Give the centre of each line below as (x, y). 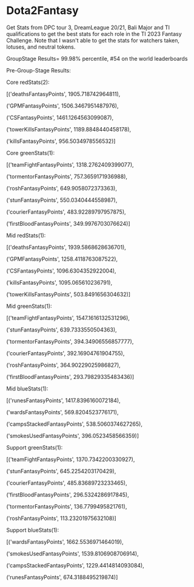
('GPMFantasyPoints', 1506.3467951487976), (62, 106)
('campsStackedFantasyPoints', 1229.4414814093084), (75, 565)
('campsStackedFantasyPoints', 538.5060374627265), (74, 424)
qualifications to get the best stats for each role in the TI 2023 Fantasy (94, 33)
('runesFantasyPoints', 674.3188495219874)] (62, 577)
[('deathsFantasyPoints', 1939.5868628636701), (66, 247)
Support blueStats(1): (33, 530)
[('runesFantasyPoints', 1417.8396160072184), (63, 400)
